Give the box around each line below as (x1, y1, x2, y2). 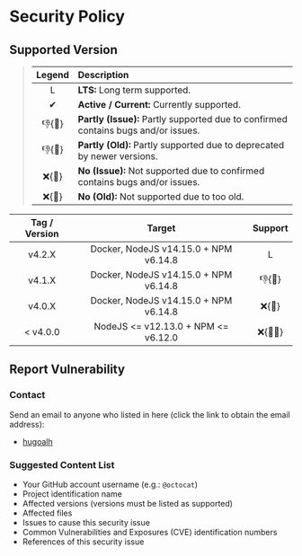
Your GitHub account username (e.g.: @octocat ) (22, 479, 198, 490)
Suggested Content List (9, 458, 115, 471)
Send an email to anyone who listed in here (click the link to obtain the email (9, 409, 290, 419)
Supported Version (9, 42, 119, 57)
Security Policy (9, 6, 126, 27)
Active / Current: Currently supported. (77, 99, 241, 110)
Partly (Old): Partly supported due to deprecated (77, 139, 285, 151)
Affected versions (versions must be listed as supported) (22, 498, 234, 508)
